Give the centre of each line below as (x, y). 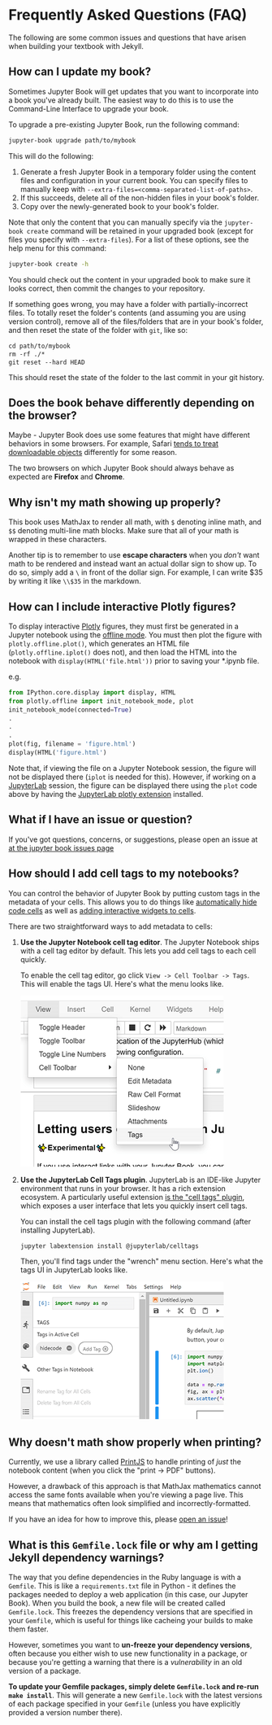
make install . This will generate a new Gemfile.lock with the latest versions (135, 1696)
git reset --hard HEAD (47, 362)
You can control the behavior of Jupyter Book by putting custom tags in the (134, 893)
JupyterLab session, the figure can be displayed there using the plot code (133, 785)
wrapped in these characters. (58, 540)
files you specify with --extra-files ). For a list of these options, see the (129, 239)
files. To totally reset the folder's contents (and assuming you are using (127, 313)
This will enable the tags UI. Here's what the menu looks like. (122, 983)
